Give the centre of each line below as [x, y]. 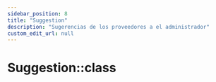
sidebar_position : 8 [38, 14]
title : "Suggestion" [38, 20]
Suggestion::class [62, 68]
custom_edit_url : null [41, 33]
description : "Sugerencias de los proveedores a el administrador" [109, 27]
